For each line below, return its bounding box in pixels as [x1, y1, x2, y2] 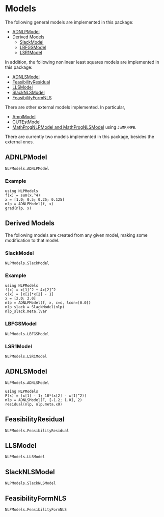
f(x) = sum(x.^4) [5, 193, 41, 198]
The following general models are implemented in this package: [5, 19, 134, 25]
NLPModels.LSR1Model [5, 354, 48, 359]
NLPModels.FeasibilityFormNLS [5, 507, 67, 512]
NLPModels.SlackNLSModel [5, 481, 56, 486]
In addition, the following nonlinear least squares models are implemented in [5, 59, 160, 65]
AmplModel [12, 113, 36, 119]
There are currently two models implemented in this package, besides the [5, 134, 155, 139]
